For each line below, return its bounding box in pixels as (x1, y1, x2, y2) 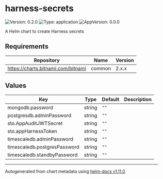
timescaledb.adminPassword (7, 135, 74, 142)
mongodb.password (7, 104, 53, 111)
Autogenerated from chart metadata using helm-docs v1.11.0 (5, 168, 125, 174)
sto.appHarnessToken (7, 128, 57, 134)
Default (101, 96, 120, 102)
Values (5, 81, 27, 90)
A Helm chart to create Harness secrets (5, 28, 84, 34)
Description (124, 96, 152, 102)
